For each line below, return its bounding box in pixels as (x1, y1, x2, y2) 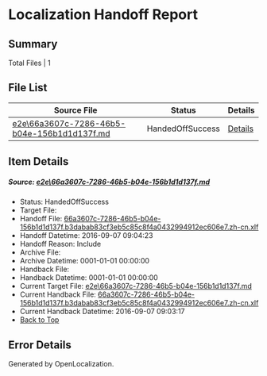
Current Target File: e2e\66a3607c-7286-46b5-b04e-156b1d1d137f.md (19, 282, 252, 291)
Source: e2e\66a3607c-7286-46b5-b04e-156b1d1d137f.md (8, 177, 211, 186)
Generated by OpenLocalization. (8, 359, 114, 368)
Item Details (8, 155, 69, 168)
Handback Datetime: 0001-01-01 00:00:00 (19, 273, 159, 282)
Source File (53, 105, 98, 116)
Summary (8, 37, 58, 51)
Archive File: (19, 247, 61, 257)
